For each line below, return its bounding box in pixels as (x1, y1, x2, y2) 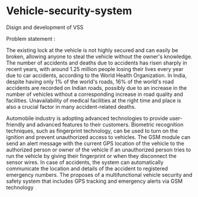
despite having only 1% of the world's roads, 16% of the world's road (6, 78, 174, 85)
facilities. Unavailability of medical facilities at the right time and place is (6, 96, 181, 104)
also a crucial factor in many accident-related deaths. (6, 103, 136, 110)
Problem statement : (6, 35, 56, 42)
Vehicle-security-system (6, 4, 132, 18)
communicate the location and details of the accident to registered (6, 164, 168, 172)
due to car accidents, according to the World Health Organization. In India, (6, 72, 187, 79)
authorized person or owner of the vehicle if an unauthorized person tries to (6, 146, 191, 153)
